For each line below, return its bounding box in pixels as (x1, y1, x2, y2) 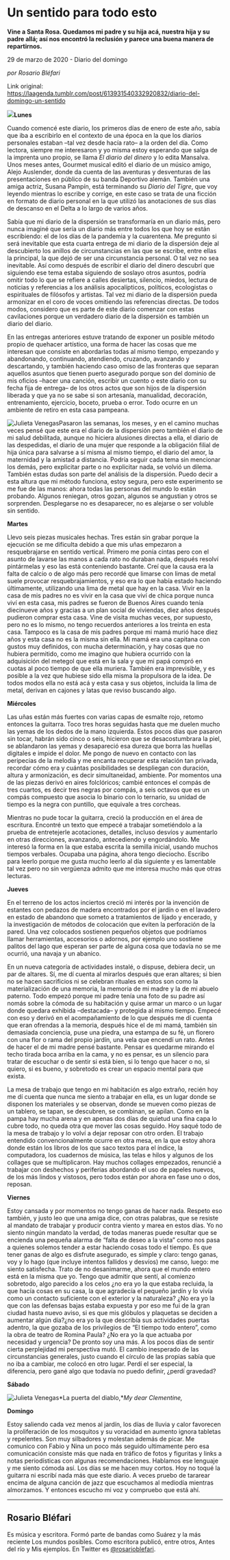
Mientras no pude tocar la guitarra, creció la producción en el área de (7, 813, 203, 821)
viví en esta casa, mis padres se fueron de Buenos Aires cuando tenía (7, 598, 204, 606)
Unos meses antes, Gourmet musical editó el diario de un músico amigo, (7, 160, 212, 169)
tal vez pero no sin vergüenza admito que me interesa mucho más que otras (7, 864, 222, 873)
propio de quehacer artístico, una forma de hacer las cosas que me (7, 340, 197, 348)
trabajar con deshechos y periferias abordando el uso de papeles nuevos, (7, 1165, 216, 1174)
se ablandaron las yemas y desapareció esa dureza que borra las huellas (7, 742, 213, 750)
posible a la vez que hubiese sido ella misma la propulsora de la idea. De (7, 671, 212, 680)
